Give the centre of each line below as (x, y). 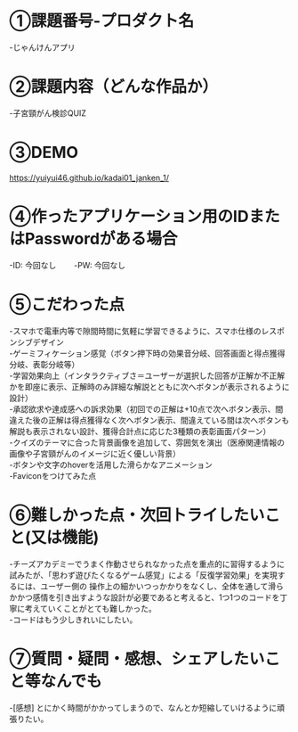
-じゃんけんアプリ (42, 47)
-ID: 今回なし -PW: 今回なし (68, 265)
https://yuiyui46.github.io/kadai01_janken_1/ (89, 177)
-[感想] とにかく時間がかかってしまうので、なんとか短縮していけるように (143, 707)
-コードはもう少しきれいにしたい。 (73, 620)
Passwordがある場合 (101, 239)
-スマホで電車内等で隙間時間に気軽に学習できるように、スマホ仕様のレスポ (147, 331)
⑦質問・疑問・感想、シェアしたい (137, 658)
